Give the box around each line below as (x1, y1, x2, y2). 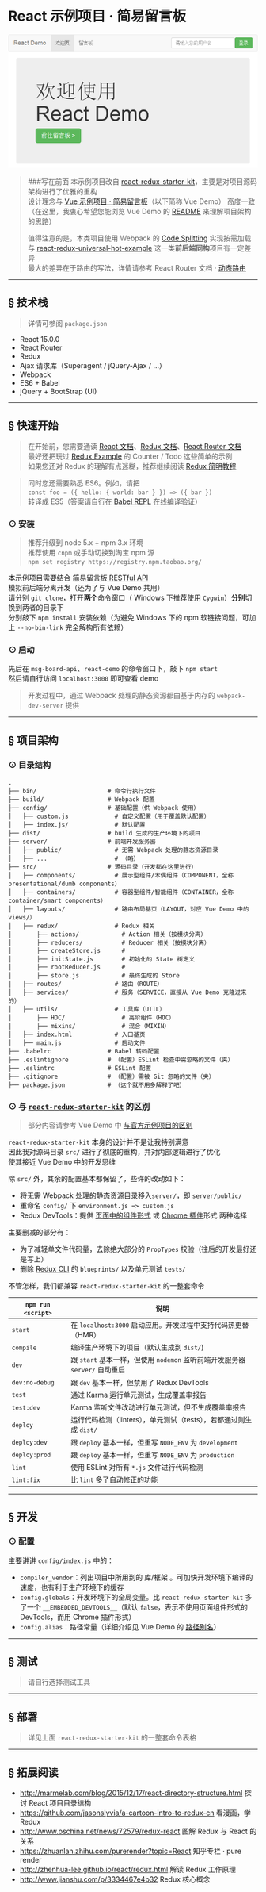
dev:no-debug (11, 1379, 55, 1387)
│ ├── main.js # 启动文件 (8, 1038, 146, 1047)
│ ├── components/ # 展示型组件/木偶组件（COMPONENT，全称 (8, 871, 234, 879)
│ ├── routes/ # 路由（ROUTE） (8, 980, 164, 988)
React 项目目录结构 (28, 1798, 92, 1808)
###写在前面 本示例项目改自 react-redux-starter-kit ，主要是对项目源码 (27, 177, 257, 186)
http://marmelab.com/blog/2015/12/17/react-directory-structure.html (19, 1788, 243, 1798)
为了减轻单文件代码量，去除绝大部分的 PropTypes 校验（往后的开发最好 (19, 1245, 251, 1254)
